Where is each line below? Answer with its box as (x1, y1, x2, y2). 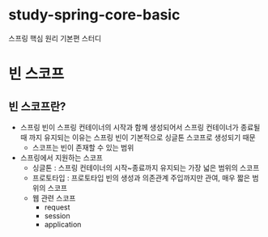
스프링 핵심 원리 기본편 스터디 (8, 33, 102, 43)
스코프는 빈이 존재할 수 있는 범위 (32, 142, 134, 152)
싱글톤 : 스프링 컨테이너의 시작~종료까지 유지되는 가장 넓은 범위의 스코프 (32, 163, 260, 172)
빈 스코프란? (8, 99, 66, 113)
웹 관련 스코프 (32, 193, 76, 203)
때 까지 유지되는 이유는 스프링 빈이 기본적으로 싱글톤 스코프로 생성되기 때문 (19, 132, 257, 142)
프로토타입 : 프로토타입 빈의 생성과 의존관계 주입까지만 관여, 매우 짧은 (32, 172, 251, 183)
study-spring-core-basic (8, 6, 181, 24)
